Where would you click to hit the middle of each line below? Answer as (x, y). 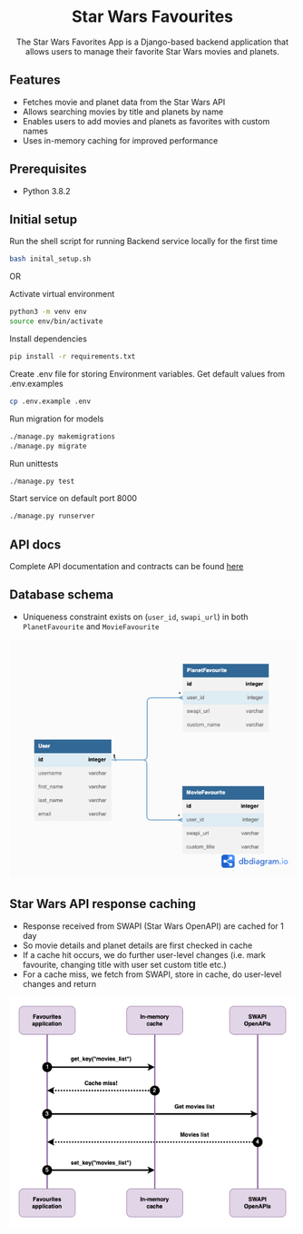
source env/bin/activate (56, 321)
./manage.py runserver (52, 516)
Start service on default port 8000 (73, 499)
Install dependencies (49, 339)
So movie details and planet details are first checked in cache (137, 945)
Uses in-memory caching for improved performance (120, 140)
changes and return (59, 983)
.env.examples (36, 383)
